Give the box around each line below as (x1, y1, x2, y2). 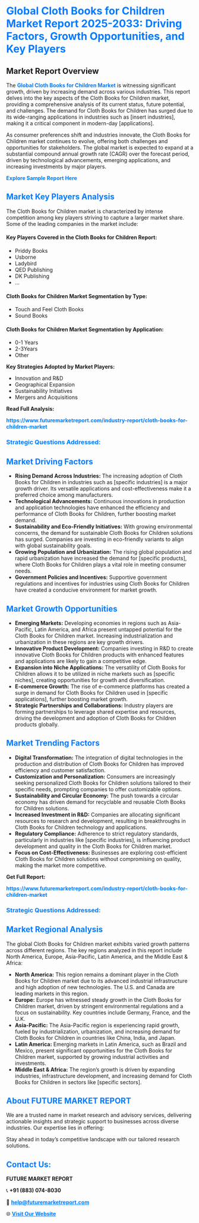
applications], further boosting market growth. (14, 695, 128, 702)
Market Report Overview (6, 66, 99, 76)
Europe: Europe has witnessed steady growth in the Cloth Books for (14, 996, 182, 1003)
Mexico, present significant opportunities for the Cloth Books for (14, 1046, 173, 1054)
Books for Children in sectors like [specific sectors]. (14, 1078, 142, 1086)
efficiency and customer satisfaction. (14, 766, 106, 773)
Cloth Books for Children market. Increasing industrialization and (14, 632, 173, 639)
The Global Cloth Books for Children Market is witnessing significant (6, 82, 176, 89)
